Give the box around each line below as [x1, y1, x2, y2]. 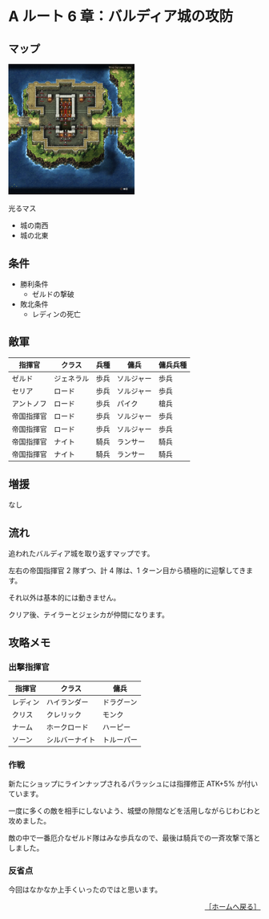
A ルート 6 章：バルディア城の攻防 [8, 7, 234, 26]
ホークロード [46, 722, 90, 732]
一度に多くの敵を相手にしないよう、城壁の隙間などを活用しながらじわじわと [8, 806, 261, 815]
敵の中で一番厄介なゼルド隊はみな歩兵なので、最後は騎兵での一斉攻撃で [8, 833, 247, 843]
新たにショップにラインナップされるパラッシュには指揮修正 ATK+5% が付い [8, 779, 259, 789]
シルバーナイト [46, 735, 96, 745]
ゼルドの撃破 [31, 289, 74, 299]
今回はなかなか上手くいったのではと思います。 [8, 884, 163, 895]
